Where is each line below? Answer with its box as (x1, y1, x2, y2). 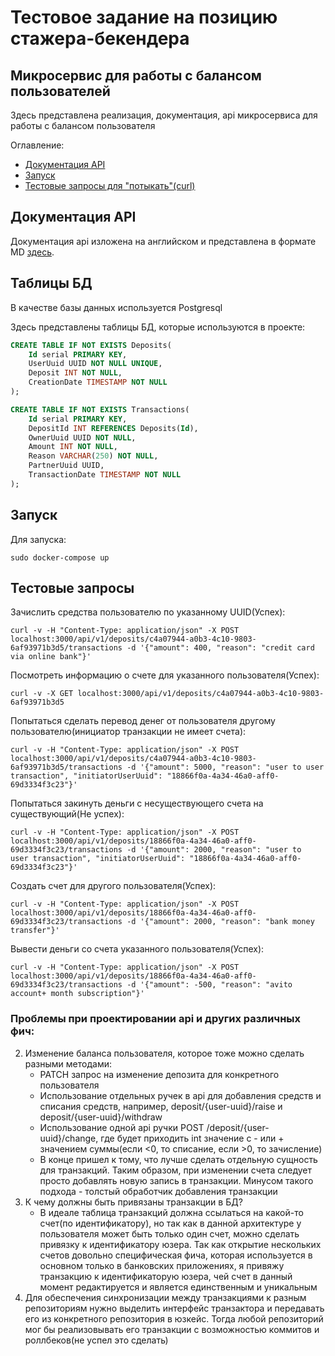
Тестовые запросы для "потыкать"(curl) (24, 180, 196, 191)
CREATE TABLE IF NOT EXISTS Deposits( (10, 340, 172, 350)
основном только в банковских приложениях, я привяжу (39, 1259, 285, 1271)
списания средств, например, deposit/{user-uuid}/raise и (39, 1100, 283, 1112)
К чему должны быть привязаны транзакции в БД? (24, 1196, 243, 1208)
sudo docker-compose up (10, 552, 110, 563)
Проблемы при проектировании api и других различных (10, 1012, 302, 1026)
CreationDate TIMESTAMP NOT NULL (28, 377, 168, 388)
